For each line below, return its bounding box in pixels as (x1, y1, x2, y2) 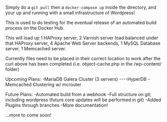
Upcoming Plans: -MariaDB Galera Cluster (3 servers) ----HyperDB (5, 76, 147, 82)
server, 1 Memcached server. (5, 46, 66, 51)
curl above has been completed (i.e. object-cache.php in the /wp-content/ (5, 61, 162, 67)
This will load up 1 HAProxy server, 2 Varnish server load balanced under (5, 35, 158, 41)
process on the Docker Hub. (5, 25, 65, 31)
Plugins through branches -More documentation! (5, 102, 108, 108)
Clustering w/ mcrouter (33, 81, 82, 87)
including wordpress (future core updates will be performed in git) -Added (5, 97, 161, 103)
